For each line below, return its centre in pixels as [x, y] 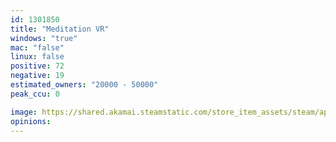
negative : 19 [37, 76]
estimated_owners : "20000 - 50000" [84, 85]
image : [24, 112]
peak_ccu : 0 [35, 94]
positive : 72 [37, 66]
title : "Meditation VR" [60, 29]
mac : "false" [37, 47]
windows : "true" [44, 38]
